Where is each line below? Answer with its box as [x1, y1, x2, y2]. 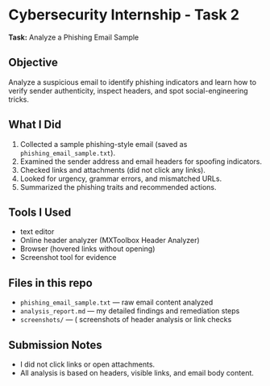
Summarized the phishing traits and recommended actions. [19, 182, 217, 191]
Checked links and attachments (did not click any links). [19, 165, 206, 174]
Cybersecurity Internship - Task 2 [8, 6, 240, 24]
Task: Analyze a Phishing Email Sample [8, 32, 139, 42]
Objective [8, 56, 59, 69]
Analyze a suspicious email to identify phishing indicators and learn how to [8, 77, 256, 86]
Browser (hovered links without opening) [19, 244, 156, 254]
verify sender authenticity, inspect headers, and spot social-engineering [8, 86, 248, 95]
